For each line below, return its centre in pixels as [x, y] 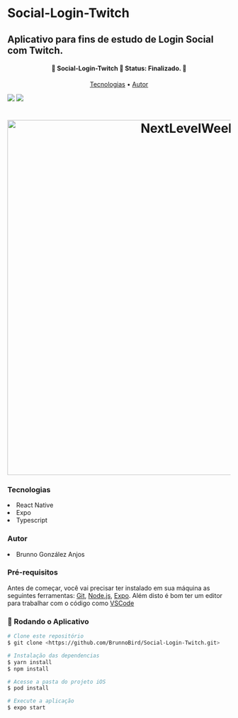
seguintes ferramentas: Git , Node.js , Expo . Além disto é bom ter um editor [115, 595]
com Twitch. [35, 50]
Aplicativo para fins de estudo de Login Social [110, 39]
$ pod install [28, 688]
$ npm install [28, 669]
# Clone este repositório [45, 636]
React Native [35, 505]
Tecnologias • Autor [119, 84]
